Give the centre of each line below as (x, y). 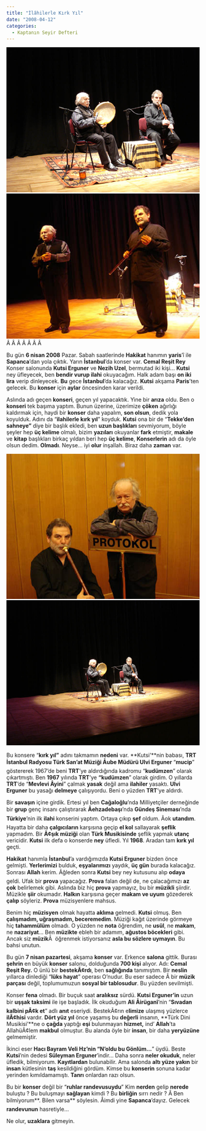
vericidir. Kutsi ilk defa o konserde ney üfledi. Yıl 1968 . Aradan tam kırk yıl (100, 840)
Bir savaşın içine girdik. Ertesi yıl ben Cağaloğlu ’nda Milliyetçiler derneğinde (103, 802)
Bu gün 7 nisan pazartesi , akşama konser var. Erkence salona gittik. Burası (102, 957)
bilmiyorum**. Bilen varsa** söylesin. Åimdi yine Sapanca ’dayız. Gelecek (98, 1100)
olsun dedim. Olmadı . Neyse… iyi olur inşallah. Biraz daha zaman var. (94, 445)
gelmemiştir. (22, 1037)
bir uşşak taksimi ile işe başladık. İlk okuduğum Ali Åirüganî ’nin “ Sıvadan (99, 1002)
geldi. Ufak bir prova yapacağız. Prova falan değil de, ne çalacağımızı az (98, 881)
